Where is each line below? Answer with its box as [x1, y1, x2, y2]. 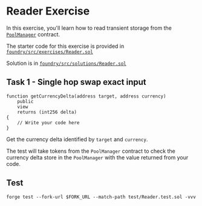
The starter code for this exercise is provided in [6, 42, 125, 50]
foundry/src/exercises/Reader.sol [6, 48, 94, 55]
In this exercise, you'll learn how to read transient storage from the [6, 24, 172, 32]
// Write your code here [17, 119, 80, 125]
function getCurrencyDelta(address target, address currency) [6, 93, 166, 99]
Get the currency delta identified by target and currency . [6, 135, 148, 143]
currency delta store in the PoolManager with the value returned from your [6, 153, 189, 161]
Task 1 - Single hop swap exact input [6, 77, 146, 87]
